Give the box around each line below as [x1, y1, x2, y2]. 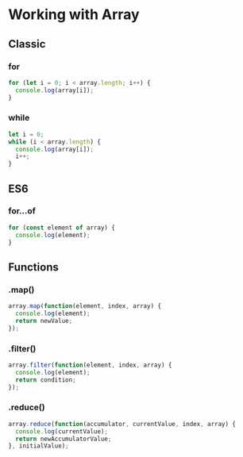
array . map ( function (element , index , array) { [8, 302, 161, 310]
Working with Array [8, 6, 141, 24]
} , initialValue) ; [8, 442, 69, 450]
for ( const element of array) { [8, 224, 115, 232]
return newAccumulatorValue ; [15, 435, 112, 443]
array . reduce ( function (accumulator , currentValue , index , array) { [8, 420, 237, 428]
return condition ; [15, 375, 77, 384]
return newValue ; [15, 317, 73, 325]
